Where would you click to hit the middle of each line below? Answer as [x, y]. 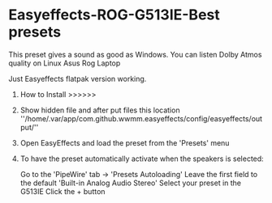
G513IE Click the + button [63, 191]
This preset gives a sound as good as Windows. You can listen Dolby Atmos [135, 54]
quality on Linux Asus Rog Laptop [65, 63]
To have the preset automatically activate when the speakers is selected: [142, 159]
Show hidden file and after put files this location [100, 110]
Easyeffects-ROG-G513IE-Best [114, 15]
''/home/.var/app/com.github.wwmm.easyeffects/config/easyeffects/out [141, 118]
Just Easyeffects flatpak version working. [78, 78]
